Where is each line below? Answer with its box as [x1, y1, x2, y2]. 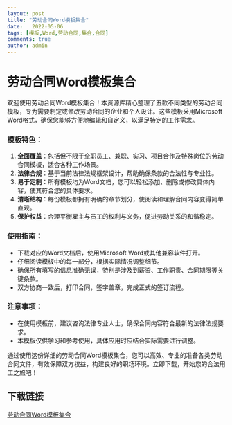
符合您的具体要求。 [41, 186, 97, 195]
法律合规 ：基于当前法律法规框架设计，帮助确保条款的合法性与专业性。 [17, 169, 218, 177]
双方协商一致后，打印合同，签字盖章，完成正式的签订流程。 [17, 283, 188, 291]
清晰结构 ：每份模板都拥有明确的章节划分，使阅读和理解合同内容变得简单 [17, 195, 224, 204]
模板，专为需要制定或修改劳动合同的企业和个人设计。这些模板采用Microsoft [7, 107, 223, 115]
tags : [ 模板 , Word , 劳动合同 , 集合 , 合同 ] [7, 29, 109, 37]
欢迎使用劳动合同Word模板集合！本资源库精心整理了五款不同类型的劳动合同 [7, 98, 223, 107]
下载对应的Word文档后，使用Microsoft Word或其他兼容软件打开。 [17, 248, 204, 257]
